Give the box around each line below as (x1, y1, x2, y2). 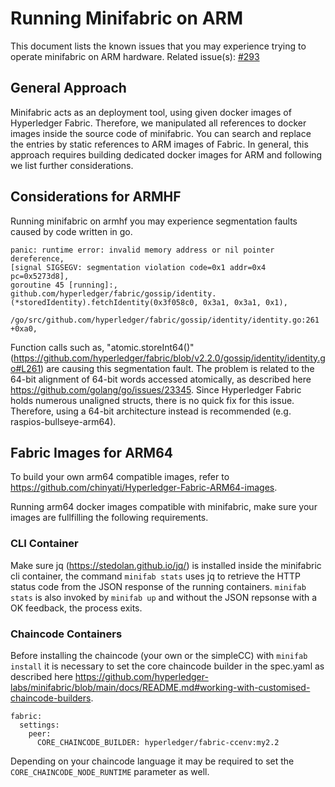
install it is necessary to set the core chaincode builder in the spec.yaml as (10, 660, 325, 672)
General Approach (10, 80, 127, 97)
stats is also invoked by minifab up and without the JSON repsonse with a (10, 591, 318, 603)
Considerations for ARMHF (10, 188, 182, 206)
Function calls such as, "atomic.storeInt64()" (10, 341, 195, 353)
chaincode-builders (10, 692, 92, 704)
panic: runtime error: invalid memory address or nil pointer (10, 245, 275, 255)
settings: (19, 720, 60, 730)
